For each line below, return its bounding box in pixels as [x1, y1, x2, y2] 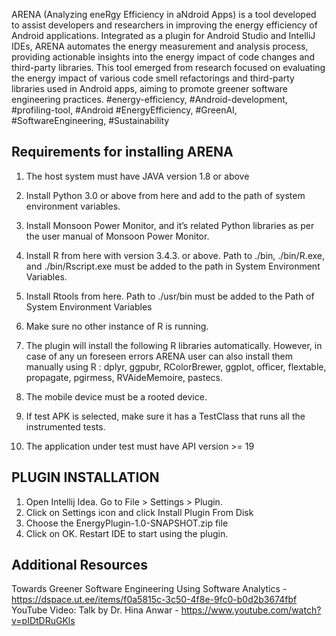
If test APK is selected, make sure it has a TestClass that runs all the [25, 410, 306, 422]
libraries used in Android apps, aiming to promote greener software [11, 83, 288, 94]
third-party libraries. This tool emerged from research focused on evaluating [11, 62, 326, 73]
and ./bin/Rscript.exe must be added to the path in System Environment [25, 260, 321, 272]
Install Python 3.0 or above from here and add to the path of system [25, 189, 306, 201]
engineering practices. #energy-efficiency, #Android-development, [11, 94, 288, 105]
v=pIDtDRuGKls [11, 615, 76, 627]
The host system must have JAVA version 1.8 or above [25, 170, 250, 182]
